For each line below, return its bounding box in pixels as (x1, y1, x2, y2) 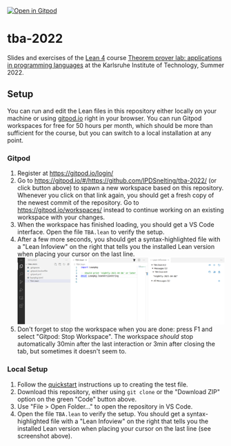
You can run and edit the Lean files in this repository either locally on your (7, 106, 217, 115)
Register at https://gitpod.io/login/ (17, 169, 114, 178)
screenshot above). (17, 431, 72, 440)
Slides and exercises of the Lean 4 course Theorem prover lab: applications (7, 53, 222, 62)
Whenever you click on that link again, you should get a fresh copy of (17, 191, 214, 200)
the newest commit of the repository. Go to (17, 198, 139, 207)
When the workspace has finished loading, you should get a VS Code (17, 221, 215, 229)
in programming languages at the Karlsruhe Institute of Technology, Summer (7, 61, 225, 69)
